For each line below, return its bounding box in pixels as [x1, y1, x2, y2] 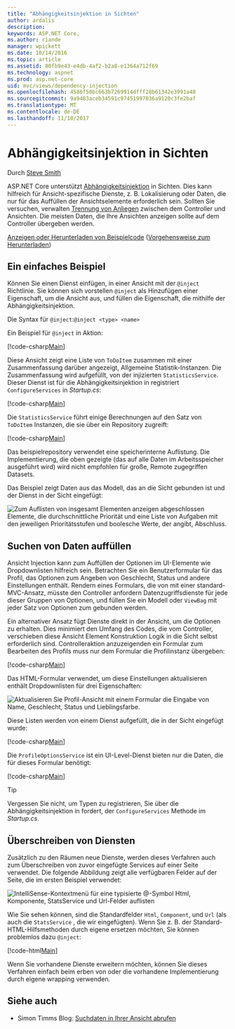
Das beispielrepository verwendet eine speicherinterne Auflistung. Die [7, 447, 210, 457]
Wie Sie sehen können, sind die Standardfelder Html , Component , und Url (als [7, 910, 227, 919]
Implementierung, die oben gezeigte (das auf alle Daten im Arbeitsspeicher [7, 455, 224, 464]
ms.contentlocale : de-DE [7, 108, 80, 115]
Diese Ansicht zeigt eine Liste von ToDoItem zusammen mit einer [7, 356, 193, 365]
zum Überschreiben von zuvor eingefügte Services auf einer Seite [7, 861, 199, 869]
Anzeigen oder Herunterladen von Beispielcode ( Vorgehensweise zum [7, 232, 210, 241]
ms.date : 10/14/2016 [7, 50, 68, 57]
